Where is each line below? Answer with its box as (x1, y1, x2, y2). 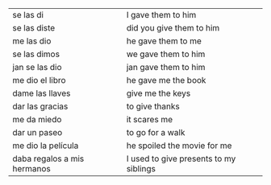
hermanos (12, 163, 51, 174)
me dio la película (12, 140, 79, 151)
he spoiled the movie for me (126, 140, 232, 151)
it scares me (126, 114, 173, 125)
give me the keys (126, 88, 191, 99)
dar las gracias (12, 101, 69, 112)
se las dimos (12, 48, 60, 60)
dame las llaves (12, 88, 71, 99)
